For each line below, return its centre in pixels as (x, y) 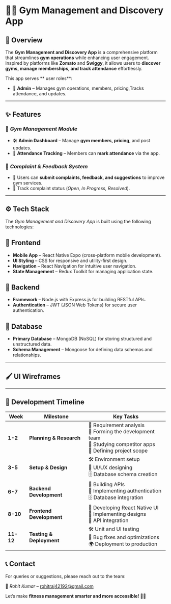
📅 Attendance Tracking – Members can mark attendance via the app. (86, 153)
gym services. (27, 182)
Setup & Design (48, 467)
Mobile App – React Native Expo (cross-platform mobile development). (87, 255)
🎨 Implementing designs (117, 514)
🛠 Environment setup (114, 459)
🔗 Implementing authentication (125, 490)
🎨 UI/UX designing (110, 467)
